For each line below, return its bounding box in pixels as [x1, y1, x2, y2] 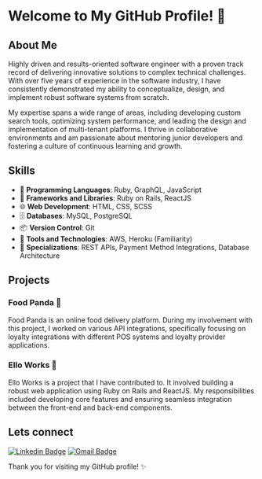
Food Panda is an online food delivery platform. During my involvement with [8, 315, 253, 325]
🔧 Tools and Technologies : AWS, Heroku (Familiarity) [19, 234, 193, 243]
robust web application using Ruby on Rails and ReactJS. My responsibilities [8, 385, 255, 396]
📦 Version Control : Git [19, 223, 95, 232]
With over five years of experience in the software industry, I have [8, 76, 221, 85]
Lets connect [8, 426, 74, 439]
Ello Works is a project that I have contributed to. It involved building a [8, 378, 234, 387]
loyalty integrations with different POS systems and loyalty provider [8, 332, 226, 341]
